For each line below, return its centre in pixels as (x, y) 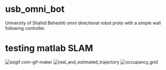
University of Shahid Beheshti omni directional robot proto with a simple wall (83, 23)
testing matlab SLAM (49, 48)
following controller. (25, 28)
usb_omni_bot (35, 9)
